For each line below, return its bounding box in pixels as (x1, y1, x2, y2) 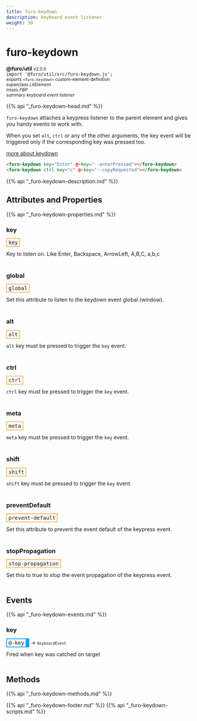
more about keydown (6, 150, 58, 157)
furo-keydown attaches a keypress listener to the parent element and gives (6, 114, 188, 121)
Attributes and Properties (6, 195, 102, 205)
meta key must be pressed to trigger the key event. (6, 434, 129, 441)
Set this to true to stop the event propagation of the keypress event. (6, 572, 173, 579)
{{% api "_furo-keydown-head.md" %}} (6, 102, 103, 110)
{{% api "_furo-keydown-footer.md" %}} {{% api (6, 702, 125, 709)
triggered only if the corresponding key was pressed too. (6, 138, 146, 146)
